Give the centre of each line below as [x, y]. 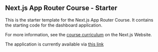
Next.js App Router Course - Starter [61, 8]
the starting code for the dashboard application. [54, 25]
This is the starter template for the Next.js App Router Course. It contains [79, 20]
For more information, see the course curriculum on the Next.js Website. [79, 34]
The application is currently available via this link [54, 44]
